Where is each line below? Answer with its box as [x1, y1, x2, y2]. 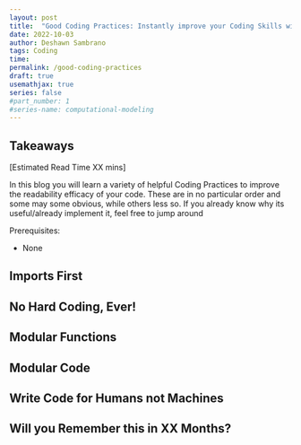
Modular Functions [9, 329, 117, 345]
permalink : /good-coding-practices [9, 64, 142, 73]
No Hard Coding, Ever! [9, 299, 137, 314]
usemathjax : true [9, 80, 74, 89]
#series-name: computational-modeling [9, 105, 154, 114]
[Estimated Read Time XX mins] [9, 162, 126, 173]
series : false [9, 88, 63, 97]
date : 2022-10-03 [9, 30, 74, 39]
